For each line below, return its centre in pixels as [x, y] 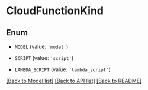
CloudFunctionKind [55, 11]
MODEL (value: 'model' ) [41, 46]
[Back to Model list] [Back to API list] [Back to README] [74, 81]
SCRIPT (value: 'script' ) [44, 58]
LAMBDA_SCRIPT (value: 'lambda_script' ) [62, 69]
